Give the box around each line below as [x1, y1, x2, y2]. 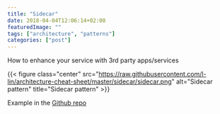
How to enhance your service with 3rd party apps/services [7, 56, 179, 64]
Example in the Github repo [7, 98, 87, 107]
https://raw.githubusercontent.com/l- [98, 70, 207, 79]
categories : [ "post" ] [7, 37, 71, 44]
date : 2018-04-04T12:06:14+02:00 [7, 17, 106, 24]
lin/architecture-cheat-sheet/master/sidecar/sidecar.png [7, 77, 172, 86]
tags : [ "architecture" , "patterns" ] [7, 30, 115, 38]
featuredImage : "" [7, 23, 62, 30]
